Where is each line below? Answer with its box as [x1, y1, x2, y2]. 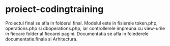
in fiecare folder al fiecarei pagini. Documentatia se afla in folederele [5, 30, 149, 36]
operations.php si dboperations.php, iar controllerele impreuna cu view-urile [5, 25, 165, 31]
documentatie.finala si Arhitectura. [5, 36, 78, 42]
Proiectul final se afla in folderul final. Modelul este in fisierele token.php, [5, 20, 158, 26]
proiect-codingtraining [5, 3, 104, 15]
